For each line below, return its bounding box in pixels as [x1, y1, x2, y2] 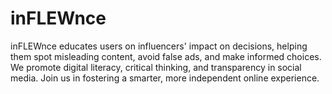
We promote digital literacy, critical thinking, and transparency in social [10, 61, 302, 73]
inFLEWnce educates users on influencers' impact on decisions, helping [10, 40, 308, 52]
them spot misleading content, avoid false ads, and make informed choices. [10, 50, 322, 62]
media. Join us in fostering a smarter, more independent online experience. [10, 72, 320, 84]
